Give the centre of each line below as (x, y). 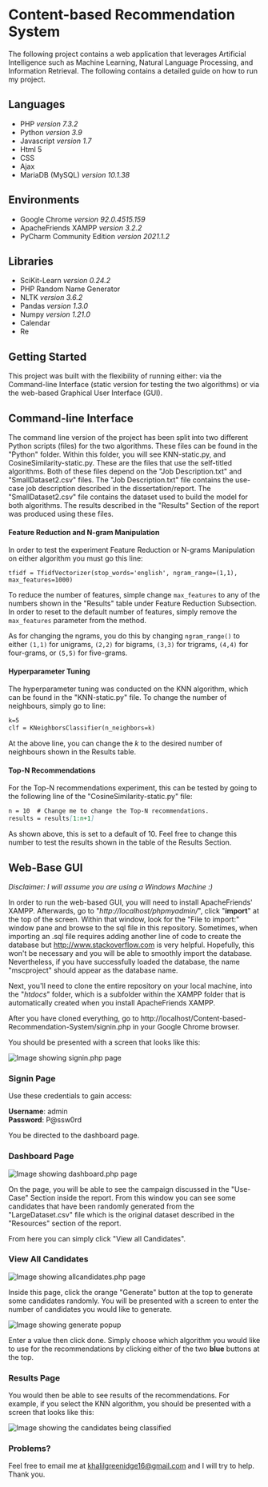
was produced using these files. (61, 514)
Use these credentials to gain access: (70, 1096)
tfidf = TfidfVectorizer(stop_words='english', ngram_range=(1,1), (123, 574)
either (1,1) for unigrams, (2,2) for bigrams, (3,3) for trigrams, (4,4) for (128, 645)
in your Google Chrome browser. (186, 1026)
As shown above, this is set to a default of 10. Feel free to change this (123, 834)
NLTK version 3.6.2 (51, 298)
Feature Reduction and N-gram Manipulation (84, 532)
